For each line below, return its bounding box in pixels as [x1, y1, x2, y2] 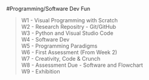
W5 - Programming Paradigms [21, 42, 98, 49]
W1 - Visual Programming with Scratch [21, 17, 118, 23]
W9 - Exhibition [21, 68, 60, 75]
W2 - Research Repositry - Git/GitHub [21, 23, 117, 30]
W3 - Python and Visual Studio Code [21, 29, 114, 37]
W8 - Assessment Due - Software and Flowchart [21, 61, 144, 69]
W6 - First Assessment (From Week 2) [21, 49, 117, 56]
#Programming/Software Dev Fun [6, 5, 91, 12]
